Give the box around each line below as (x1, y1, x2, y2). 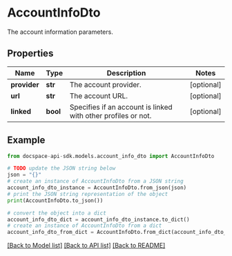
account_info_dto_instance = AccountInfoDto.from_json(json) (7, 184, 187, 191)
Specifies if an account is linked (69, 102, 173, 112)
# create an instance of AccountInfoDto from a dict (7, 222, 162, 229)
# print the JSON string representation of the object (7, 190, 168, 197)
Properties (7, 48, 54, 59)
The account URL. (69, 91, 128, 101)
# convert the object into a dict (7, 209, 107, 217)
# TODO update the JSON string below (7, 165, 116, 172)
